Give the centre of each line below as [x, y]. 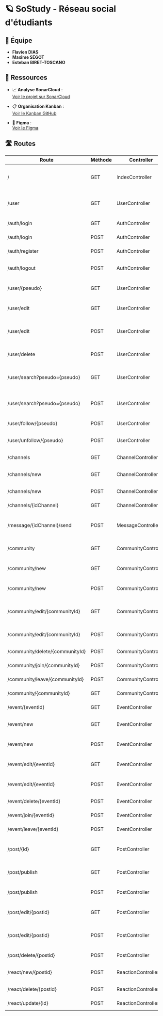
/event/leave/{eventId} [33, 829]
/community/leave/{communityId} [46, 679]
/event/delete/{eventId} [34, 801]
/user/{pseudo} [25, 288]
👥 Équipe [19, 41]
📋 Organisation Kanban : [38, 106]
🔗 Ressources [26, 78]
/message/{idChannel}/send [40, 525]
